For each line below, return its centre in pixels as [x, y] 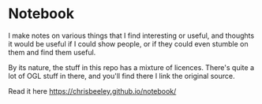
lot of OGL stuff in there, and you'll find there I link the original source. [122, 76]
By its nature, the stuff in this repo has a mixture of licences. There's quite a [131, 67]
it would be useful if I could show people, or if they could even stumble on [128, 43]
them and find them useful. [52, 52]
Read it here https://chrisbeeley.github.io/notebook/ [92, 91]
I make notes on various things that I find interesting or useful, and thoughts [131, 35]
